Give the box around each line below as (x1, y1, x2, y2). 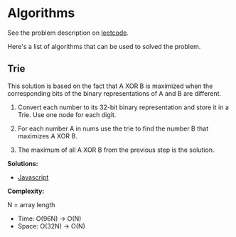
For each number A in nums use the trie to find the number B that (17, 124, 209, 133)
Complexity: (7, 187, 45, 195)
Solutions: (7, 159, 39, 167)
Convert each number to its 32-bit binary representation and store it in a (17, 103, 230, 111)
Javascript (17, 172, 49, 182)
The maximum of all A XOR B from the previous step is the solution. (17, 145, 215, 154)
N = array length (7, 200, 55, 209)
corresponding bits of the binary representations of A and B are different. (7, 89, 222, 97)
